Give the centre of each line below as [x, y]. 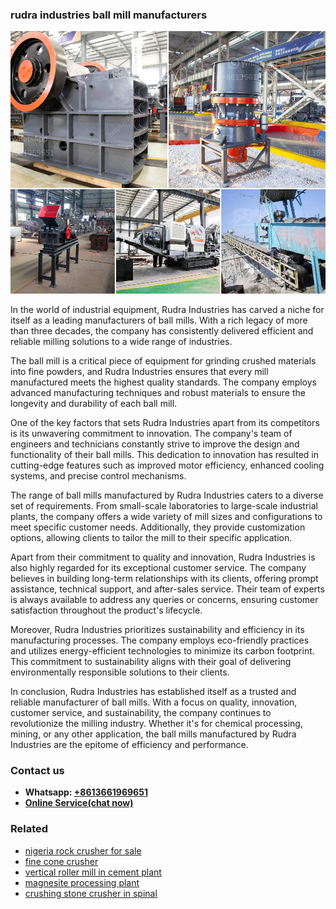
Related [29, 829]
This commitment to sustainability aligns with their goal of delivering [151, 661]
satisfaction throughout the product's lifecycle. [106, 610]
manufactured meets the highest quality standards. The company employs [163, 382]
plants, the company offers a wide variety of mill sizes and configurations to [166, 516]
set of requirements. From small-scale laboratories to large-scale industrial [164, 505]
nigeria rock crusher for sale [83, 850]
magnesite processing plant [82, 882]
